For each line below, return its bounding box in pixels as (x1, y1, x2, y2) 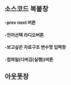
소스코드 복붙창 (4, 4, 49, 13)
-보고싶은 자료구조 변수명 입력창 (4, 44, 66, 50)
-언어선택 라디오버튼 (4, 32, 44, 38)
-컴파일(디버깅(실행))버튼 (4, 56, 54, 62)
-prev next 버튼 (4, 19, 36, 25)
